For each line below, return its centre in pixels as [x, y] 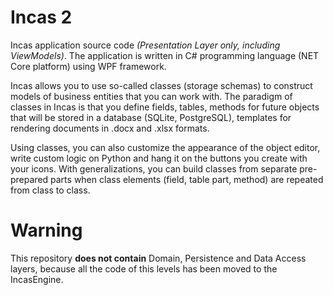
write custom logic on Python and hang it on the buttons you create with [159, 158]
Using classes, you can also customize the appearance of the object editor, [165, 147]
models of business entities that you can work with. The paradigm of [151, 96]
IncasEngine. [37, 279]
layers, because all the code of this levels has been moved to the [144, 268]
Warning [46, 230]
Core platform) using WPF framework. [88, 66]
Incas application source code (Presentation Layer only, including [145, 45]
